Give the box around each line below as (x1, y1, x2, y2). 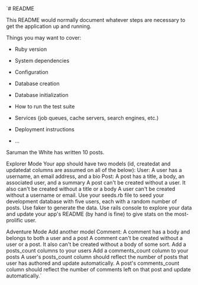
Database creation (14, 80, 60, 87)
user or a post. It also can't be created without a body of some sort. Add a (6, 241, 186, 248)
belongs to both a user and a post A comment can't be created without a (6, 235, 183, 241)
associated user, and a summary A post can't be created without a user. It (6, 179, 186, 186)
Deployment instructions (14, 126, 75, 132)
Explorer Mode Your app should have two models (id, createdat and (6, 160, 171, 167)
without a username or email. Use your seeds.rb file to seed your (6, 192, 164, 199)
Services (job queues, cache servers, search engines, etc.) (14, 115, 159, 121)
